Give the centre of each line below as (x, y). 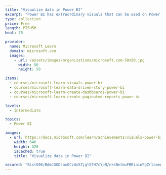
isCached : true (30, 151)
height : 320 (26, 147)
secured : (14, 165)
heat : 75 (14, 33)
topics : (13, 119)
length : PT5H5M (21, 28)
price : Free (17, 24)
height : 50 (29, 69)
